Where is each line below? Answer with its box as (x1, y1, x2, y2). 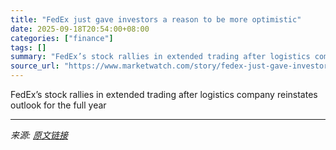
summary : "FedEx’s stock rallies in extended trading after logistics (10, 52, 311, 62)
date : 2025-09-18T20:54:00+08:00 (10, 24, 150, 34)
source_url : (10, 61, 60, 71)
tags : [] (10, 42, 47, 53)
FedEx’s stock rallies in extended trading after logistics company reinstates (10, 89, 318, 100)
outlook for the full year (10, 99, 107, 111)
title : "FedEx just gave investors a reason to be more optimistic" (10, 14, 302, 25)
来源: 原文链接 (10, 129, 68, 141)
